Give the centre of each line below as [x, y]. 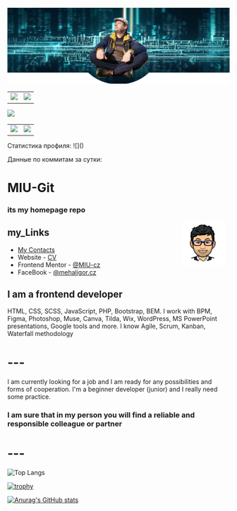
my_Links [29, 233]
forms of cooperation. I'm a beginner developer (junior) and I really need [113, 390]
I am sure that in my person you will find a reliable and [101, 415]
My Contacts [36, 250]
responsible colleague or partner [65, 424]
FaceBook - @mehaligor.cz [57, 272]
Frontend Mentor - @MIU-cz [59, 265]
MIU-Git [31, 187]
